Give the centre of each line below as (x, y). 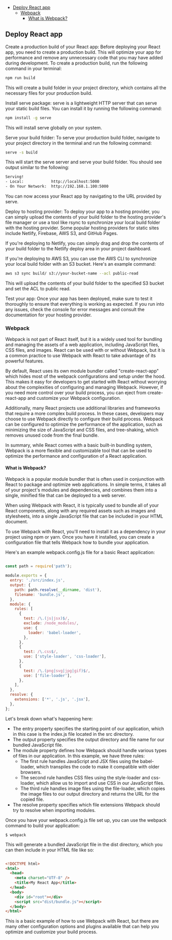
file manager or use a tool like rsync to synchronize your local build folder (83, 223)
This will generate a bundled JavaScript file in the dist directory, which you (84, 844)
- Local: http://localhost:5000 (52, 182)
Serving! (15, 177)
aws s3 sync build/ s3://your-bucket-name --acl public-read (72, 273)
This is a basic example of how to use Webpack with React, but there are (82, 921)
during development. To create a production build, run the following (77, 63)
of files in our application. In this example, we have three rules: (79, 756)
